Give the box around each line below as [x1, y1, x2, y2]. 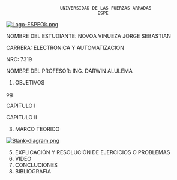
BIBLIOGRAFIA [14, 168, 52, 175]
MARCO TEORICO [14, 125, 60, 133]
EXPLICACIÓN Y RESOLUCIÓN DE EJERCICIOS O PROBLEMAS [14, 149, 170, 155]
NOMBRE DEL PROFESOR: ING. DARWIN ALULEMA [6, 67, 133, 74]
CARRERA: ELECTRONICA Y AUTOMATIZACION [6, 44, 124, 51]
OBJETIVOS [14, 79, 45, 86]
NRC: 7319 [6, 56, 32, 62]
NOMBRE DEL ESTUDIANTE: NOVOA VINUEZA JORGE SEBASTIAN [6, 32, 171, 40]
